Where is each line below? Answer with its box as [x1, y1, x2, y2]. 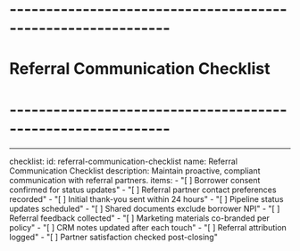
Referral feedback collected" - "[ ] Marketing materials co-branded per [9, 213, 271, 223]
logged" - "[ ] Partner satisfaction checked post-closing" [9, 231, 219, 243]
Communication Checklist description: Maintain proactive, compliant [9, 166, 261, 176]
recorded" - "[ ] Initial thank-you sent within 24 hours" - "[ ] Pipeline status [9, 194, 284, 205]
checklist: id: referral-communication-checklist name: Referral [9, 156, 238, 167]
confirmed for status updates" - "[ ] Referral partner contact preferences [9, 184, 277, 195]
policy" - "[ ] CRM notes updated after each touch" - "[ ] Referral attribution [9, 223, 287, 233]
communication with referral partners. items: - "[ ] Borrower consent [9, 175, 261, 186]
